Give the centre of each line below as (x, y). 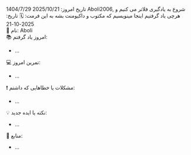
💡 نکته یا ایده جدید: (26, 112)
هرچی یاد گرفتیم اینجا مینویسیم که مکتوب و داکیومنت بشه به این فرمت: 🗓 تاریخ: (93, 16)
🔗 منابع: (14, 136)
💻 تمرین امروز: (24, 62)
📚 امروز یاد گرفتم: (27, 37)
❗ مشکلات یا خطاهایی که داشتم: (41, 87)
